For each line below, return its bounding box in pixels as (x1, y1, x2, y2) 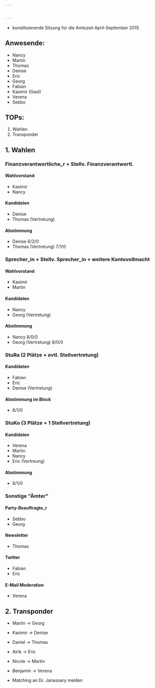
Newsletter (5, 532, 28, 538)
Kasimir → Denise (12, 630, 48, 636)
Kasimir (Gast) (12, 89, 42, 94)
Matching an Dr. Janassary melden (12, 677, 83, 684)
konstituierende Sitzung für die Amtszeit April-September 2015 (12, 25, 139, 30)
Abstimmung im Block (5, 396, 52, 402)
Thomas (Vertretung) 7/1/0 (12, 244, 66, 250)
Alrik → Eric (12, 649, 36, 655)
